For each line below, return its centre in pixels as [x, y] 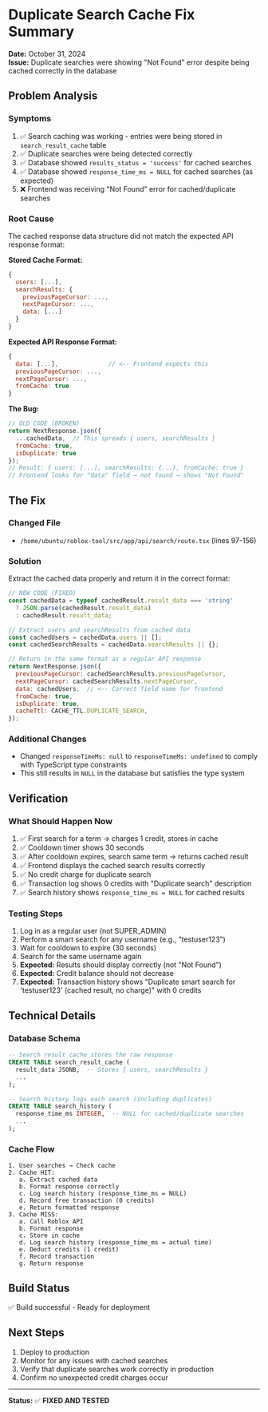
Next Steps [36, 1333]
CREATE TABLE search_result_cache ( [69, 1062]
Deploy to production [55, 1352]
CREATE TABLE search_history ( [60, 1107]
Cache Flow [32, 1149]
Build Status [39, 1288]
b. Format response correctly [69, 1187]
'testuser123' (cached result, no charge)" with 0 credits [110, 990]
